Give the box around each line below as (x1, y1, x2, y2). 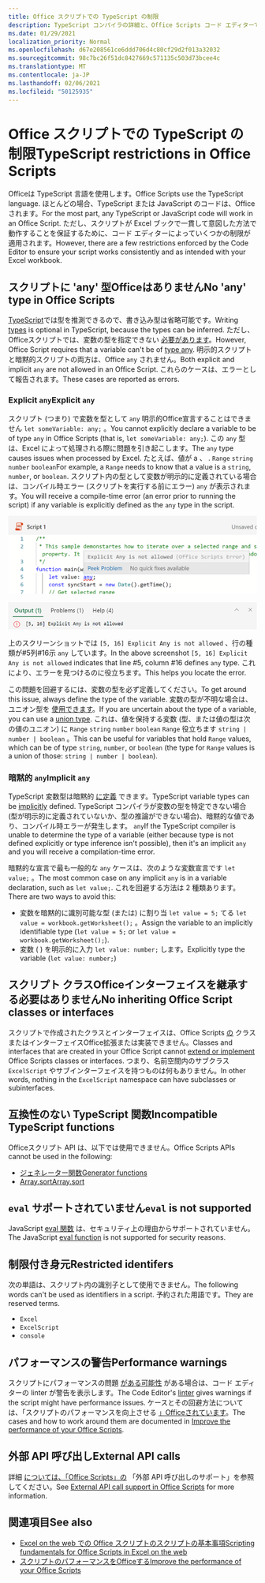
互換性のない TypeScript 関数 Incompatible (8, 1108, 218, 1121)
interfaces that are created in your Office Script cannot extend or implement (8, 1046, 255, 1056)
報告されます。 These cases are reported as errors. (14, 375, 180, 384)
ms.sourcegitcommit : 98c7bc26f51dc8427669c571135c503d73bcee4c (8, 54, 221, 62)
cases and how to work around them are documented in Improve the (8, 1416, 231, 1426)
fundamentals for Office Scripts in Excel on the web (19, 1547, 188, 1556)
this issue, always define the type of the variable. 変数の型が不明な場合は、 (8, 694, 252, 704)
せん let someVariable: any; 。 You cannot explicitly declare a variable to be (8, 423, 256, 433)
